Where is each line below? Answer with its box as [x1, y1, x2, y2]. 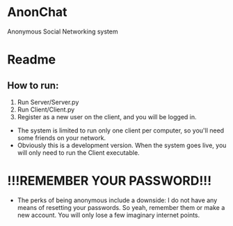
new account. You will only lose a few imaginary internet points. [17, 211, 200, 219]
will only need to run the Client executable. [17, 148, 140, 157]
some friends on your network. [17, 133, 106, 142]
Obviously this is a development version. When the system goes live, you [17, 141, 227, 149]
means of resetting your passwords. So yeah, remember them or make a [17, 203, 225, 211]
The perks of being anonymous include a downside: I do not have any [17, 196, 218, 204]
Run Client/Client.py [17, 105, 75, 114]
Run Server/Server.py [17, 98, 79, 106]
